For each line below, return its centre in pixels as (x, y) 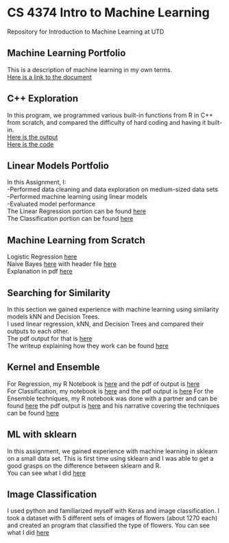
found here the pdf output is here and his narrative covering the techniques (113, 405)
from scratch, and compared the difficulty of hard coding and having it (107, 122)
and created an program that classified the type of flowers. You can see (109, 525)
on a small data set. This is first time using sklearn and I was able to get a (110, 458)
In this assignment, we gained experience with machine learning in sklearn (112, 451)
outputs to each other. (38, 331)
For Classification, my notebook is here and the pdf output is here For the (110, 391)
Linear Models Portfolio (58, 166)
